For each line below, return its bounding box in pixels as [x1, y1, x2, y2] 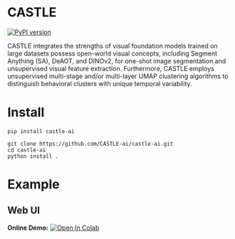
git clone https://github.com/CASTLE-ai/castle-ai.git [7, 140, 174, 147]
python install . [7, 152, 59, 160]
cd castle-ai [7, 147, 46, 154]
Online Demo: [7, 223, 48, 232]
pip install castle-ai [7, 127, 75, 135]
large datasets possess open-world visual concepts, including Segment [7, 49, 218, 58]
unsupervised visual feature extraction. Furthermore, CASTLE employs [7, 64, 215, 73]
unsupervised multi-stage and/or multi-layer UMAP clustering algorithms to [7, 72, 229, 80]
